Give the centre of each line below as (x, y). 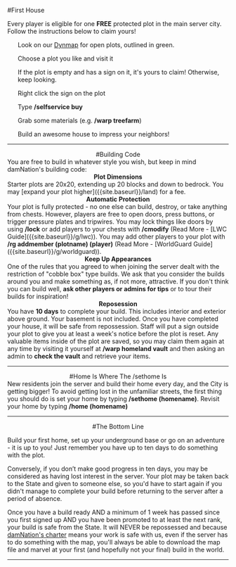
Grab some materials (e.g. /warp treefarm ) (79, 120)
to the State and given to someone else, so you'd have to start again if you (115, 484)
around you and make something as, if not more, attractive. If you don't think (118, 281)
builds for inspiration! (38, 296)
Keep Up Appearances (118, 259)
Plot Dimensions (118, 177)
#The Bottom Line (118, 426)
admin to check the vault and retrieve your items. (79, 356)
